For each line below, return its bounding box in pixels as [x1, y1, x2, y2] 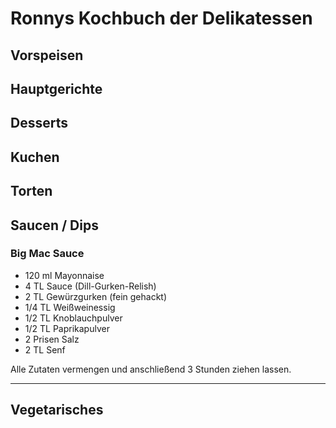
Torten [10, 183, 53, 200]
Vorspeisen [10, 47, 84, 64]
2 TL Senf [24, 343, 66, 356]
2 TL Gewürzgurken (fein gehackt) [24, 290, 168, 302]
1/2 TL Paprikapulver [24, 322, 110, 334]
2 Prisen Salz [24, 333, 80, 345]
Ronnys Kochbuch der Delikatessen [10, 7, 313, 30]
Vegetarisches [10, 402, 104, 419]
